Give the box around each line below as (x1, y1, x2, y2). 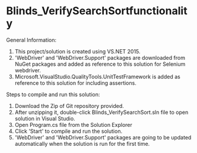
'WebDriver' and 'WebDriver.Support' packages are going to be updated (14, 133, 192, 141)
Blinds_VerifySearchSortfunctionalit (6, 4, 188, 18)
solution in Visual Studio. (14, 114, 75, 122)
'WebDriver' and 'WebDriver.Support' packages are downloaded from (14, 54, 186, 61)
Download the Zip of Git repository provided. (14, 102, 125, 109)
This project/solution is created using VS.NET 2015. (14, 47, 141, 55)
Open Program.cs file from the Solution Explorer (14, 121, 132, 128)
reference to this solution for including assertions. (14, 79, 136, 87)
